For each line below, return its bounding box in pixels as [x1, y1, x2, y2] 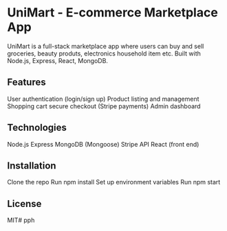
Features [7, 77, 46, 88]
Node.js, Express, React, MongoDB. [7, 56, 109, 64]
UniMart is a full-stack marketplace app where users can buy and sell [7, 42, 204, 50]
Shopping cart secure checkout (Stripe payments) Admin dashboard [7, 101, 201, 110]
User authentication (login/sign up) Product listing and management [7, 95, 199, 103]
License [7, 197, 42, 210]
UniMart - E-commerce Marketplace [7, 5, 218, 21]
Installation [7, 160, 56, 171]
